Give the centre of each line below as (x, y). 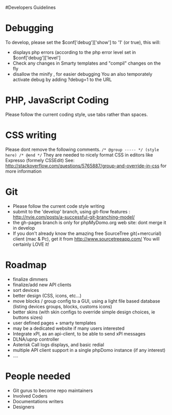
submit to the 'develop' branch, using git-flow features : (71, 211)
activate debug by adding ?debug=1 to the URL (62, 80)
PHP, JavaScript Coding (57, 100)
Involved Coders (30, 396)
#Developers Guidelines (31, 7)
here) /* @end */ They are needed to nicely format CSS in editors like (79, 155)
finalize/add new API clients (42, 285)
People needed (38, 376)
